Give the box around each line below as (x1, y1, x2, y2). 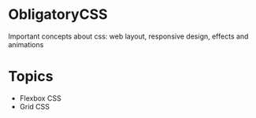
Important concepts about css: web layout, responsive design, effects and (8, 31, 249, 41)
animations (8, 39, 44, 49)
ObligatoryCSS (8, 6, 108, 24)
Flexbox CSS (19, 93, 61, 103)
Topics (8, 68, 54, 86)
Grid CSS (19, 101, 50, 111)
